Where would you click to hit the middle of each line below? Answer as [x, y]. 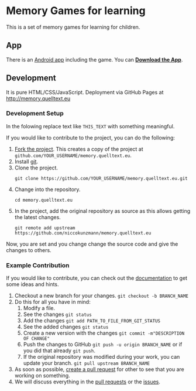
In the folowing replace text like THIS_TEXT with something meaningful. [90, 126]
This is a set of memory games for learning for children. [73, 27]
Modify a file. [39, 308]
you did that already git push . [59, 351]
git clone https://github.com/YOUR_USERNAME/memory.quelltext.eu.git [101, 178]
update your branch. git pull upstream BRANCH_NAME [87, 363]
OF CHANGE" [37, 339]
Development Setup [35, 114]
